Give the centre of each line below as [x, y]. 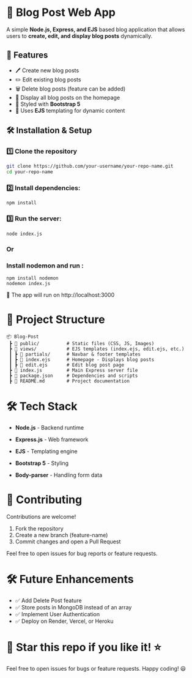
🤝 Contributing [44, 500]
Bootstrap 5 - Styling [42, 463]
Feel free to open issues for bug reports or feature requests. [82, 553]
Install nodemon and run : [45, 266]
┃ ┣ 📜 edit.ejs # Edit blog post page [66, 365]
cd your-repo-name [30, 172]
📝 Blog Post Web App [61, 13]
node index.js [24, 234]
